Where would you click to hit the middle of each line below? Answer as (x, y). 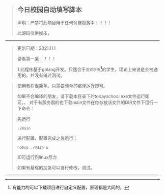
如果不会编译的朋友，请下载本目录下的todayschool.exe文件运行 (81, 97)
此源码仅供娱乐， (34, 33)
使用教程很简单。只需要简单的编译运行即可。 (62, 86)
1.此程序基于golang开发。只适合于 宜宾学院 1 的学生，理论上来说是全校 (85, 69)
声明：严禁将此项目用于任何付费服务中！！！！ (64, 23)
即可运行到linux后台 (37, 157)
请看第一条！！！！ (37, 59)
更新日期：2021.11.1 (36, 48)
